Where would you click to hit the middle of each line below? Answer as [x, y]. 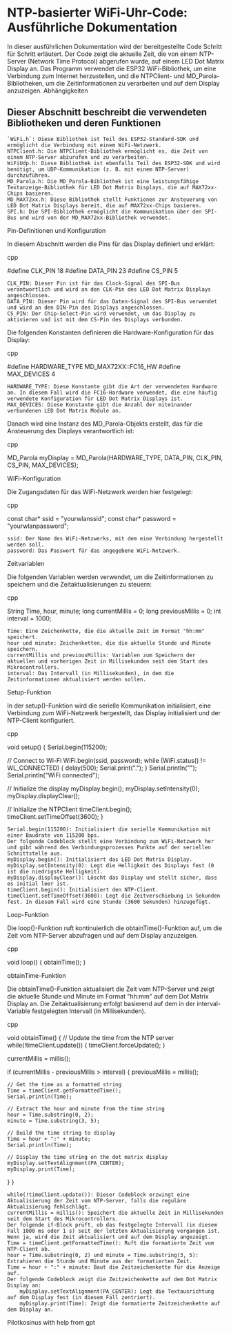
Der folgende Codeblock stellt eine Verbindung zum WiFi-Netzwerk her [111, 841]
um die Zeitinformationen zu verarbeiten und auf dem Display [133, 83]
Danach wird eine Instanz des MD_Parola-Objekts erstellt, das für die [105, 424]
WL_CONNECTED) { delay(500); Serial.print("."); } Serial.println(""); [102, 768]
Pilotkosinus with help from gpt [51, 1322]
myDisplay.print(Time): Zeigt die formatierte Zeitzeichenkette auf [120, 1303]
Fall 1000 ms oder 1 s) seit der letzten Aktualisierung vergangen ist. [114, 1231]
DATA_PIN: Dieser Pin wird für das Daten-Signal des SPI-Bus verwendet [112, 301]
